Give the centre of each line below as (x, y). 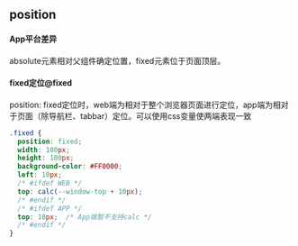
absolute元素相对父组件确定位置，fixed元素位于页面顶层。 (117, 60)
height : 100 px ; (46, 158)
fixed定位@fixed (41, 83)
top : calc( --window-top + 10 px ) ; (80, 191)
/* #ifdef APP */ (50, 208)
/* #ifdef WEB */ (50, 184)
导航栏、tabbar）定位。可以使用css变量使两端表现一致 (150, 115)
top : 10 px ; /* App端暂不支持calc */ (85, 217)
